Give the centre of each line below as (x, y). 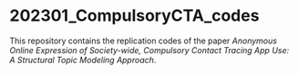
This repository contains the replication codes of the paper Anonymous (144, 41)
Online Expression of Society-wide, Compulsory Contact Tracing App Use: (149, 50)
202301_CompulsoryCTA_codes (134, 16)
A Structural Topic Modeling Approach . (83, 60)
